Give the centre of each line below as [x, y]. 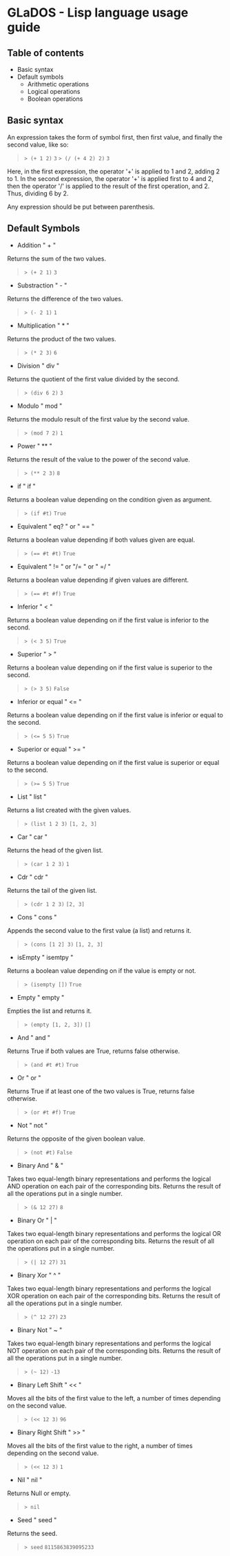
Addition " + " [36, 245]
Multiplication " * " [43, 325]
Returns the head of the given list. [55, 850]
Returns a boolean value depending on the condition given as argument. [109, 500]
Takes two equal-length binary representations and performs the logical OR [114, 1233]
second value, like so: [38, 144]
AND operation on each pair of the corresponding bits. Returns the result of [114, 1186]
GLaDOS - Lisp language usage [98, 13]
